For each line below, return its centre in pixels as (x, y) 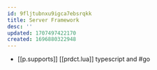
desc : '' (20, 26)
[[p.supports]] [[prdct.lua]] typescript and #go (84, 59)
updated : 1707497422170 (42, 33)
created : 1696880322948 (42, 40)
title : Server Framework (43, 20)
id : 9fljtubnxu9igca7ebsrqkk (50, 14)
